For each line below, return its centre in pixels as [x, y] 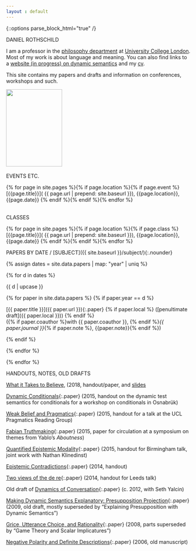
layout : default [27, 11]
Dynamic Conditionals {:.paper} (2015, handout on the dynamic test [86, 396]
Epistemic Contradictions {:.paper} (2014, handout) [67, 467]
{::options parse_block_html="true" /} [51, 28]
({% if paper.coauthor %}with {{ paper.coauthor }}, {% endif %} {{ [85, 322]
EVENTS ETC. [23, 176]
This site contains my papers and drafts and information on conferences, [94, 74]
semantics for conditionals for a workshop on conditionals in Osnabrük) [92, 403]
